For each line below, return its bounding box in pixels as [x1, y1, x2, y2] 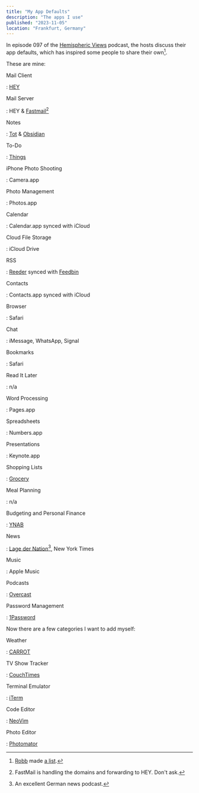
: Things [6, 153, 26, 160]
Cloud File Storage [6, 234, 52, 241]
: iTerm [6, 695, 24, 702]
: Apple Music [6, 568, 40, 575]
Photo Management [6, 187, 54, 195]
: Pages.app [6, 406, 36, 413]
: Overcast [6, 591, 31, 598]
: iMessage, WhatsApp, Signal [6, 337, 79, 344]
